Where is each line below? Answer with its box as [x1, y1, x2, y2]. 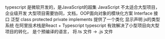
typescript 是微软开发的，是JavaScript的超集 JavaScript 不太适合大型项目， [5, 4, 160, 10]
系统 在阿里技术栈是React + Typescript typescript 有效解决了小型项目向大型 [5, 22, 160, 28]
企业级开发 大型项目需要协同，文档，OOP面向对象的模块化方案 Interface [5, 10, 153, 16]
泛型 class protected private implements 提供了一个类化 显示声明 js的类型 [10, 17, 161, 22]
